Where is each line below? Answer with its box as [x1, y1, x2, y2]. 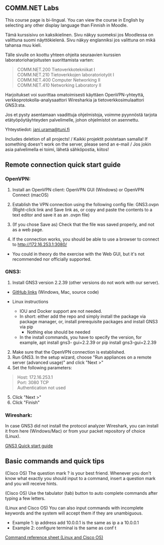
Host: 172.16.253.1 [17, 374, 53, 380]
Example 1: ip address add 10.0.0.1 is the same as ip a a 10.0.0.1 [12, 519, 139, 525]
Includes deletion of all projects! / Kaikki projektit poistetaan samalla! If [5, 136, 148, 142]
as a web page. [12, 226, 44, 233]
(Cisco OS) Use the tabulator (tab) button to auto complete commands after [5, 490, 158, 496]
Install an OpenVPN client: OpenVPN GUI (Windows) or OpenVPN [12, 186, 144, 192]
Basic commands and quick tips [5, 457, 105, 465]
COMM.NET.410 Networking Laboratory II [17, 82, 102, 88]
